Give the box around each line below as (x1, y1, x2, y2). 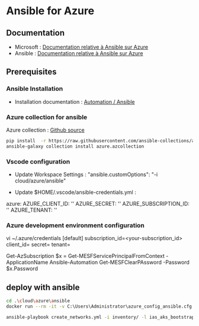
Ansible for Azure (6, 4, 95, 18)
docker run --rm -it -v (6, 303, 65, 309)
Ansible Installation (6, 85, 63, 93)
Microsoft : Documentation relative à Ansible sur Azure (14, 43, 149, 50)
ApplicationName (6, 259, 49, 266)
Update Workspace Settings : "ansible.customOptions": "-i (14, 171, 158, 178)
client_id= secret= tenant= (6, 241, 71, 248)
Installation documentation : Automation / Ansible (14, 98, 135, 105)
